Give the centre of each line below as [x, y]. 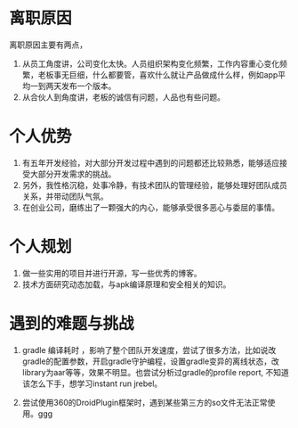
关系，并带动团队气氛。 [65, 196]
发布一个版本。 [89, 86]
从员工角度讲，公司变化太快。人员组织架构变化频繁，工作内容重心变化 [151, 63]
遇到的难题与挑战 [72, 324]
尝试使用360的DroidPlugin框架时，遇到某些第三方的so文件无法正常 [145, 402]
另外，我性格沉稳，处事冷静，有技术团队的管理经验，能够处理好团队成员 [154, 185]
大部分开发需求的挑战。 [73, 174]
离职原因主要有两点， [48, 45]
